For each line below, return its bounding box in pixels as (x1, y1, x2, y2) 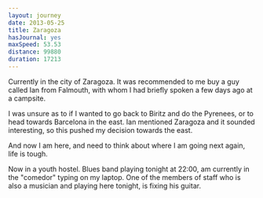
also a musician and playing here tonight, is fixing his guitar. (8, 181, 202, 190)
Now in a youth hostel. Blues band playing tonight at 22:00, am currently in (8, 164, 250, 174)
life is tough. (8, 148, 49, 158)
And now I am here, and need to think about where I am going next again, (8, 141, 246, 150)
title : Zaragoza (8, 26, 61, 34)
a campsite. (8, 93, 46, 103)
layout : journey (8, 11, 61, 20)
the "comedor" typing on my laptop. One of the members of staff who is (8, 172, 241, 181)
